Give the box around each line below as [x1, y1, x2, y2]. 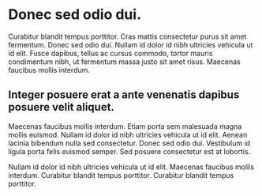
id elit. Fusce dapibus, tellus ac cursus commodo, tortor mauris [8, 48, 213, 58]
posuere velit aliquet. [8, 100, 114, 114]
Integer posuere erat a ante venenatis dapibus [8, 89, 240, 102]
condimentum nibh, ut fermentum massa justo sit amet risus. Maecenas [8, 57, 241, 66]
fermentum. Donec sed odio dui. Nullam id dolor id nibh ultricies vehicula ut [8, 40, 253, 49]
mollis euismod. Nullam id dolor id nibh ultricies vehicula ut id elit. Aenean [8, 130, 248, 139]
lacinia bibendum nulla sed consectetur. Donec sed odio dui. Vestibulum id [8, 138, 251, 148]
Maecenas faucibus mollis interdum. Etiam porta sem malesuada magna [8, 121, 242, 131]
